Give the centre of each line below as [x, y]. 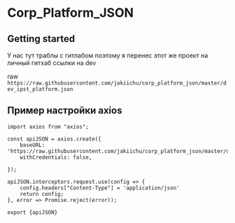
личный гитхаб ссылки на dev [52, 63]
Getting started [41, 39]
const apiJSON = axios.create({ [54, 139]
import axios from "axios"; [48, 127]
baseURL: [33, 145]
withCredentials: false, [56, 157]
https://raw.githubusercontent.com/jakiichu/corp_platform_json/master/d [117, 83]
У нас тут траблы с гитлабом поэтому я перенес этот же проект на [108, 55]
